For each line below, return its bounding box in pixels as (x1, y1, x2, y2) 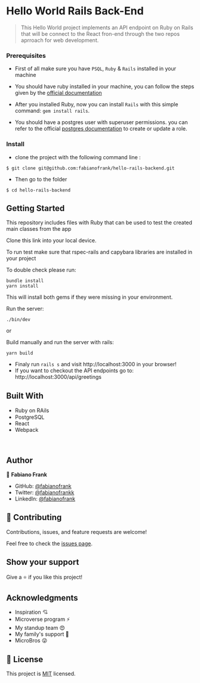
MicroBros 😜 (14, 637, 48, 644)
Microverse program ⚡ (14, 616, 70, 623)
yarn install (6, 283, 39, 289)
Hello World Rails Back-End (6, 4, 144, 18)
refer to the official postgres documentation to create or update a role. (14, 125, 187, 132)
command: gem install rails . (14, 107, 90, 115)
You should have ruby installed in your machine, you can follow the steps (14, 83, 195, 90)
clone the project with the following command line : (14, 153, 141, 160)
